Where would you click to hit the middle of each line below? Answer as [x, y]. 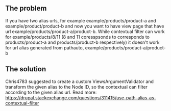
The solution [26, 69]
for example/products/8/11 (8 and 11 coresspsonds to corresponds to [77, 37]
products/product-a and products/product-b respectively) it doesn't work [82, 42]
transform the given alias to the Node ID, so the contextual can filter [77, 87]
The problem [26, 8]
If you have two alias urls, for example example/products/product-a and [81, 20]
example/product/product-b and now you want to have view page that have [85, 26]
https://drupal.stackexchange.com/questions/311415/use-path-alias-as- [81, 98]
